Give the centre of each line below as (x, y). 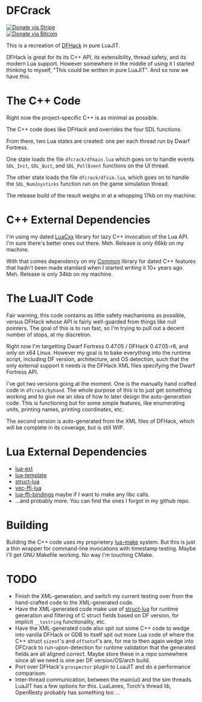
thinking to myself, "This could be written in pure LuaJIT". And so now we (97, 70)
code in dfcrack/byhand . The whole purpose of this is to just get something (99, 390)
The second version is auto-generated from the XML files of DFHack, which (100, 421)
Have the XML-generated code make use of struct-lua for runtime (97, 609)
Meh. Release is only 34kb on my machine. (60, 274)
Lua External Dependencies (77, 452)
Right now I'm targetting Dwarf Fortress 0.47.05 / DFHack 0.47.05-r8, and (97, 346)
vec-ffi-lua (28, 488)
